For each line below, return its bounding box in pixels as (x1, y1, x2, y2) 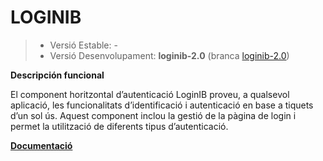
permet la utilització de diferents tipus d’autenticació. (10, 120, 229, 132)
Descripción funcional (10, 69, 105, 81)
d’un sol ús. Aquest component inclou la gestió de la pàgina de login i (10, 109, 297, 121)
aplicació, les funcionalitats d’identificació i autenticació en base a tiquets (10, 99, 314, 111)
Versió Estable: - (49, 39, 118, 51)
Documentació (10, 139, 73, 151)
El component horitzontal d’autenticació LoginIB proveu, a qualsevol (10, 88, 290, 100)
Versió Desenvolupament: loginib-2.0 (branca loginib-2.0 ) (49, 49, 290, 61)
